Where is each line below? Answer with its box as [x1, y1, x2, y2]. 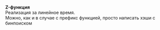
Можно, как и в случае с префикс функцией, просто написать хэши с [5, 15, 155, 20]
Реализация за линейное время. [5, 9, 75, 15]
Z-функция [5, 4, 30, 10]
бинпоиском [5, 20, 32, 26]
